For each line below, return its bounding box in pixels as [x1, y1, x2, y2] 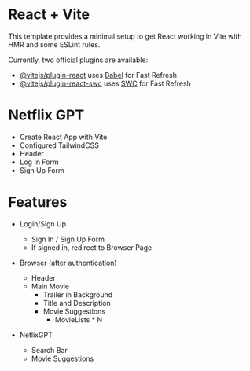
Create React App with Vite [19, 132, 108, 141]
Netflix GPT [8, 106, 85, 124]
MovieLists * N [54, 314, 103, 324]
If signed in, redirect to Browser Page [31, 242, 153, 252]
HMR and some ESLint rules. [8, 39, 101, 49]
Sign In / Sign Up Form [31, 234, 105, 244]
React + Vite [8, 6, 90, 24]
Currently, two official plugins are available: [8, 55, 149, 64]
